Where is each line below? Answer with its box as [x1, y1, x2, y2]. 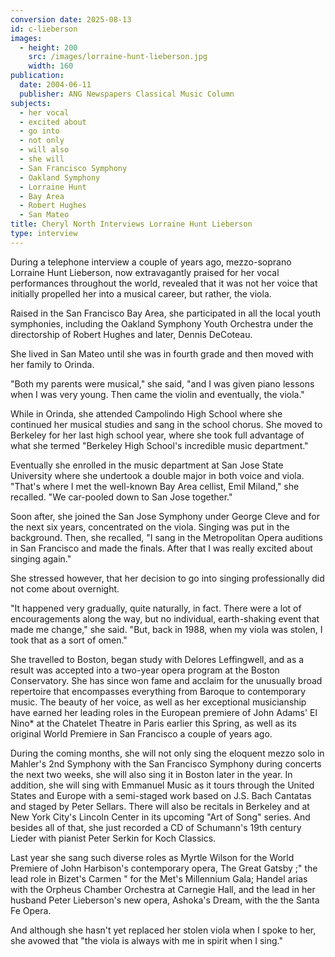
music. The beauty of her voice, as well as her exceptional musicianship [10, 696, 307, 708]
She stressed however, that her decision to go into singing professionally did [10, 572, 325, 584]
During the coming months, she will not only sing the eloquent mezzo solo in [10, 747, 325, 759]
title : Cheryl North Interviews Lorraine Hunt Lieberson [10, 219, 253, 230]
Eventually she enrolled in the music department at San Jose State [10, 459, 284, 471]
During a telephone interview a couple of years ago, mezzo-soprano [10, 256, 292, 268]
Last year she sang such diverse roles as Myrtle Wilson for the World [10, 851, 295, 863]
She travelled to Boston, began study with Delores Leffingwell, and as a [10, 653, 305, 665]
